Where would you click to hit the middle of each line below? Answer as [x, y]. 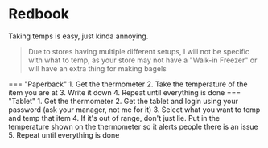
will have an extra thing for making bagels [97, 68]
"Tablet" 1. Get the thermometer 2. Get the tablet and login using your [124, 101]
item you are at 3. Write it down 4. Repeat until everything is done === [125, 92]
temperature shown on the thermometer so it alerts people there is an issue [134, 126]
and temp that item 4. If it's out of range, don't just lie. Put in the [114, 118]
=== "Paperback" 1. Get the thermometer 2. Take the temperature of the [128, 84]
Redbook [39, 14]
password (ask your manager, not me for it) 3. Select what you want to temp [134, 110]
